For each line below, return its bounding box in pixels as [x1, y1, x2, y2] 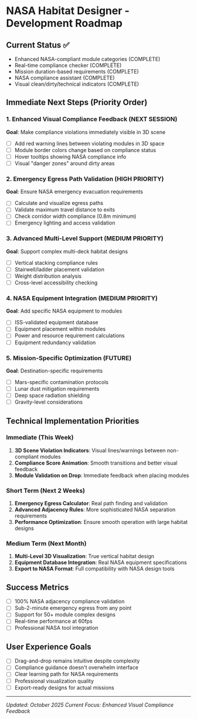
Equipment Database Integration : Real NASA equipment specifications [14, 559, 187, 566]
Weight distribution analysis [14, 272, 82, 280]
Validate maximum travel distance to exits [14, 206, 116, 213]
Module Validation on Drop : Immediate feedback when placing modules [14, 472, 189, 479]
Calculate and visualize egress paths [14, 200, 104, 207]
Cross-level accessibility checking [14, 279, 98, 286]
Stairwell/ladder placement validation [14, 266, 104, 273]
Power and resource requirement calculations [14, 332, 125, 339]
